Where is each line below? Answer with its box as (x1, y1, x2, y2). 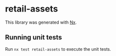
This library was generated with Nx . (5, 19, 77, 25)
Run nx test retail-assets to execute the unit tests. (5, 46, 111, 52)
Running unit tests (5, 33, 62, 42)
